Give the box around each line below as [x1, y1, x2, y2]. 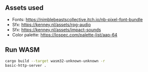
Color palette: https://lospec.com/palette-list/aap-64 [12, 32, 117, 37]
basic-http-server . [5, 63, 47, 68]
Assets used [5, 4, 44, 12]
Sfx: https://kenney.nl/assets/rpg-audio [12, 22, 91, 27]
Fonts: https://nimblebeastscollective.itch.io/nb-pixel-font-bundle [12, 16, 143, 22]
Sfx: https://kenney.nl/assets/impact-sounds [12, 26, 101, 33]
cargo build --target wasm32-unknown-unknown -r [5, 59, 105, 63]
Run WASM [5, 46, 40, 54]
